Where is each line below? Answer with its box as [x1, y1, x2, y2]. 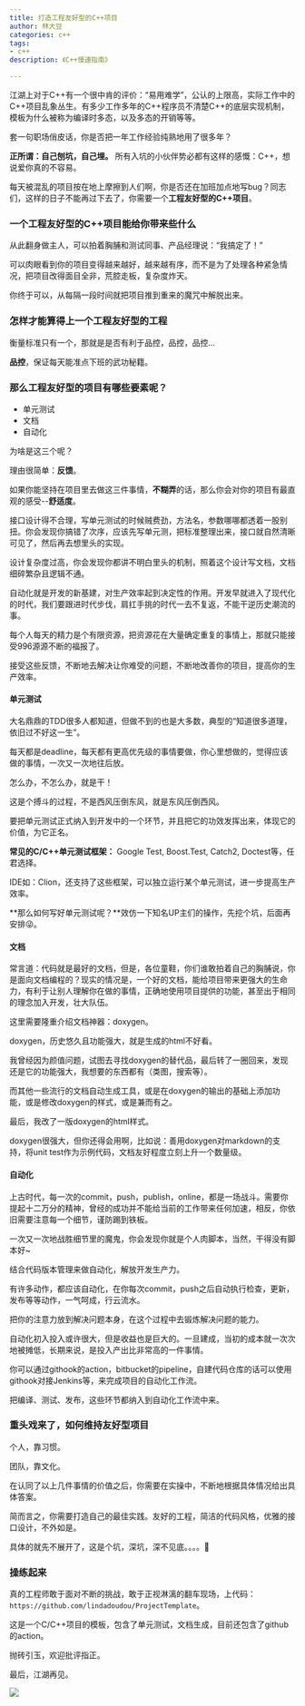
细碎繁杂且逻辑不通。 [9, 568, 89, 579]
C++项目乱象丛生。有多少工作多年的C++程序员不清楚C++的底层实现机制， [9, 101, 290, 112]
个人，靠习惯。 [9, 1441, 65, 1452]
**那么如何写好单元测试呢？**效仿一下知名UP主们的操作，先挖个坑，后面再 [9, 907, 291, 918]
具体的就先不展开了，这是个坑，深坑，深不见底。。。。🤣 [9, 1541, 211, 1552]
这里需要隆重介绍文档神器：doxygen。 [9, 1016, 153, 1027]
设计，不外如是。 [16, 1522, 82, 1533]
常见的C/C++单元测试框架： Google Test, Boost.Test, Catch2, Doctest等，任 [9, 846, 295, 858]
